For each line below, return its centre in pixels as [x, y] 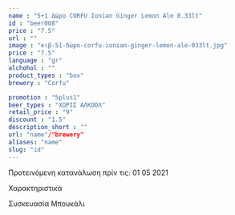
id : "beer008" [34, 23]
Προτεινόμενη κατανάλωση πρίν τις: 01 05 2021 [88, 172]
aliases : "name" [35, 142]
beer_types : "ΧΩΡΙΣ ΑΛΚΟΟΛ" [57, 105]
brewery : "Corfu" [39, 83]
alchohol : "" [32, 68]
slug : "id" [26, 149]
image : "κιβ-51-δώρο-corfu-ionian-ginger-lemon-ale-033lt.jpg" [118, 46]
